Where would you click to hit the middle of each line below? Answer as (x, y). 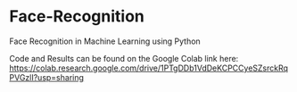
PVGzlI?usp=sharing (47, 77)
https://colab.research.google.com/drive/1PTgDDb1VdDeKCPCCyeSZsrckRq (148, 68)
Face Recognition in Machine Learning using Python (105, 41)
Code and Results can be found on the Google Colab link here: (124, 58)
